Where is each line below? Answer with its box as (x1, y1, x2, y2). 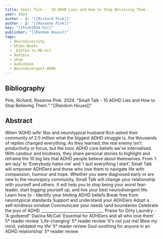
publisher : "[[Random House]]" (5, 30, 69, 35)
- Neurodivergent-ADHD (9, 66, 56, 71)
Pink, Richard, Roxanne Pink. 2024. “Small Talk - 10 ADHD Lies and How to (5, 97, 156, 103)
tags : (5, 35, 16, 40)
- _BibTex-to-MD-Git (9, 48, 51, 53)
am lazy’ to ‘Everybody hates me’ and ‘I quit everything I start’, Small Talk (5, 161, 152, 167)
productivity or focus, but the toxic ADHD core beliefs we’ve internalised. (5, 145, 152, 151)
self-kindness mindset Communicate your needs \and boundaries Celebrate (5, 202, 158, 208)
